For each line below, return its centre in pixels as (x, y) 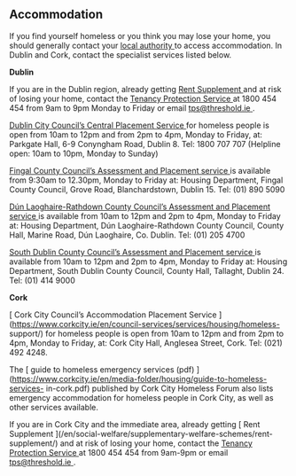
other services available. (54, 407)
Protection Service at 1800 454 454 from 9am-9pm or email (119, 452)
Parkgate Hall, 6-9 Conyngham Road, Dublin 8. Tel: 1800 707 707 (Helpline (145, 144)
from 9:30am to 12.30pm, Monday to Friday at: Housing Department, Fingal (146, 180)
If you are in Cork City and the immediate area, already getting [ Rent (135, 424)
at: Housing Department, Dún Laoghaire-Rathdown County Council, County (147, 225)
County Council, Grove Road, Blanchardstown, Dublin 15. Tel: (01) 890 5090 (147, 189)
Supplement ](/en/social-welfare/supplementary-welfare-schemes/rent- (141, 433)
